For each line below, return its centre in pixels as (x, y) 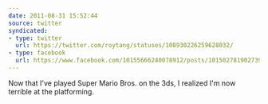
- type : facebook (37, 53)
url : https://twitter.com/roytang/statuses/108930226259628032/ (124, 46)
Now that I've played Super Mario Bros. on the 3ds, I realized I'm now (122, 83)
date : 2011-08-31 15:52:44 (53, 16)
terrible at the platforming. (51, 91)
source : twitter (35, 23)
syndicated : (28, 30)
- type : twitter (35, 38)
